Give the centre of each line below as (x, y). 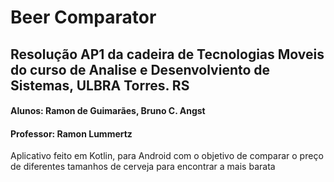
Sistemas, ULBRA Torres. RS (100, 85)
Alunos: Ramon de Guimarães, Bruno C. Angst (108, 111)
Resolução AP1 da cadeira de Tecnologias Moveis (167, 54)
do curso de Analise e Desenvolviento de (140, 69)
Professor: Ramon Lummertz (71, 133)
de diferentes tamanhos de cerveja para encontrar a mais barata (143, 167)
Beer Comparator (83, 17)
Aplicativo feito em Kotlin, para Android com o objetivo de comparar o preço (167, 156)
